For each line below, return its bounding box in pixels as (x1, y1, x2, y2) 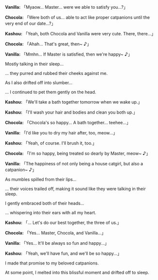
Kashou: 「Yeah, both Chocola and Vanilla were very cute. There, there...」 (5, 31, 156, 36)
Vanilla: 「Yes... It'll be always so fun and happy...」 (5, 240, 109, 246)
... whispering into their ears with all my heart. (5, 210, 96, 215)
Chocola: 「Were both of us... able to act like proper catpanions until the (5, 15, 150, 20)
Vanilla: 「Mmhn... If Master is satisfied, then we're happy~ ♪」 (5, 51, 132, 57)
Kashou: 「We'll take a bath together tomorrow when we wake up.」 (5, 99, 142, 105)
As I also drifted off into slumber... (5, 80, 73, 86)
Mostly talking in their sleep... (5, 61, 64, 67)
